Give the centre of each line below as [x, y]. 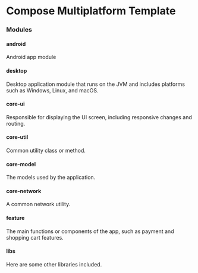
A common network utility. [38, 204]
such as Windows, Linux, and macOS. [53, 90]
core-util [17, 137]
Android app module [31, 57]
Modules [19, 30]
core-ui [15, 104]
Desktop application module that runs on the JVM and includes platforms [96, 84]
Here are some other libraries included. [54, 264]
